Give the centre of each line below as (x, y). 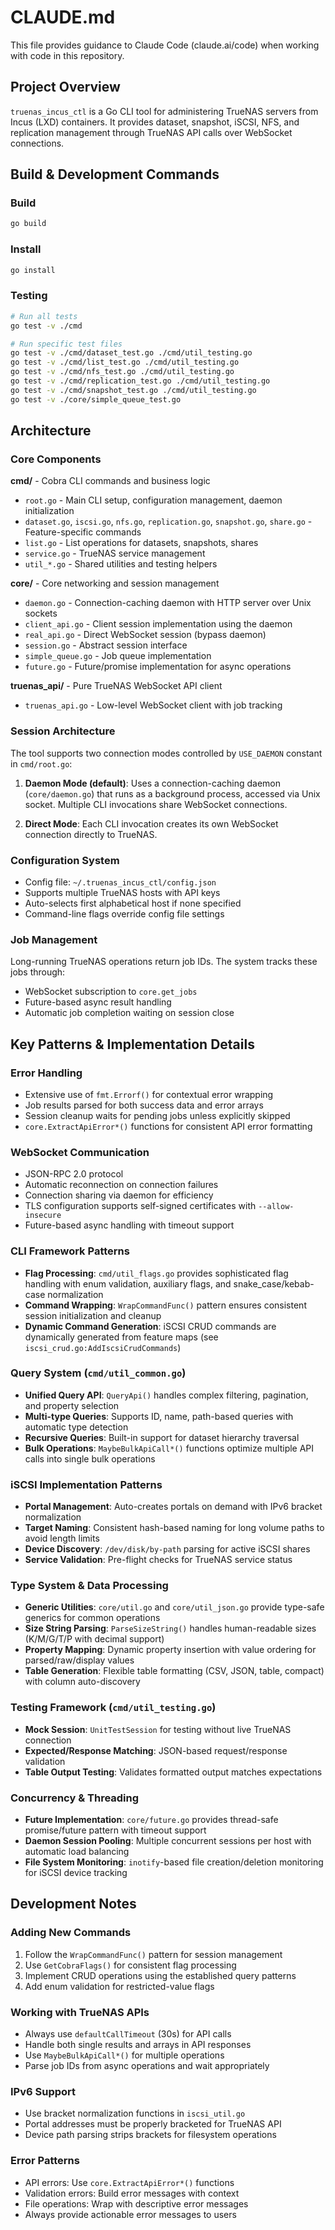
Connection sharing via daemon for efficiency (119, 1195)
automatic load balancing (77, 1851)
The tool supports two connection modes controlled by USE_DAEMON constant (166, 753)
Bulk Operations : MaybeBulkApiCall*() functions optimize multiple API (169, 1448)
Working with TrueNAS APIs (80, 2012)
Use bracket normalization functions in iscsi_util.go (135, 2113)
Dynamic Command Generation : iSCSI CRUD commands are (150, 1326)
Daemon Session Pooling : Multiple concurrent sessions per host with (168, 1840)
